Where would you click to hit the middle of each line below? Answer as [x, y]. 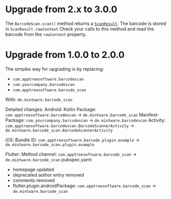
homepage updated [33, 169]
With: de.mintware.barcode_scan [39, 99]
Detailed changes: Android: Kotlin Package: [51, 109]
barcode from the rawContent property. [46, 34]
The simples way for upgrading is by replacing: [55, 69]
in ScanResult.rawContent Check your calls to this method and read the [80, 29]
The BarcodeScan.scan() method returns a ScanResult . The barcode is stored [86, 23]
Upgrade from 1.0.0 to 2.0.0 [65, 55]
